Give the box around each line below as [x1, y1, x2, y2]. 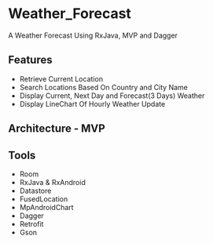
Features [8, 53, 53, 67]
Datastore [19, 186, 52, 195]
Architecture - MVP [8, 122, 106, 136]
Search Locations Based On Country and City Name [19, 82, 189, 92]
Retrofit [19, 219, 44, 228]
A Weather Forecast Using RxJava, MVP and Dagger [8, 31, 178, 40]
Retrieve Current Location [19, 74, 104, 83]
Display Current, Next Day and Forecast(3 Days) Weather [19, 91, 205, 100]
